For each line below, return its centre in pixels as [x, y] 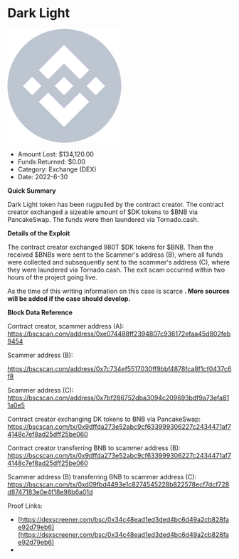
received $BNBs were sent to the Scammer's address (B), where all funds [115, 255]
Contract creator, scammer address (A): [66, 326]
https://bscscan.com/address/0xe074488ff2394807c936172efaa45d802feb [119, 334]
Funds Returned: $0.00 [52, 161]
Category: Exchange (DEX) [57, 169]
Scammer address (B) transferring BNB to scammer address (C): [102, 477]
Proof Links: [25, 506]
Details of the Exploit [39, 233]
